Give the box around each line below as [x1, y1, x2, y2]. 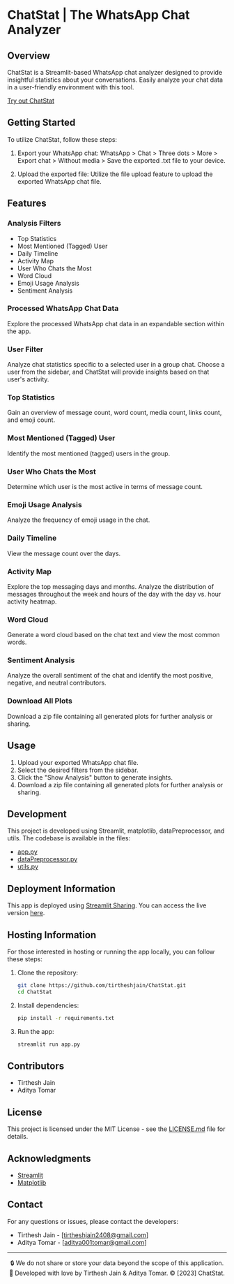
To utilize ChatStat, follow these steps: [7, 135, 117, 143]
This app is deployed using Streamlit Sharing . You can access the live [7, 901, 207, 910]
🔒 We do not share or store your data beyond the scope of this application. [10, 1258, 224, 1267]
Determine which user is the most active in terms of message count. [7, 482, 203, 490]
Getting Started [7, 117, 76, 129]
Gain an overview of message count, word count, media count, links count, [7, 409, 222, 417]
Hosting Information [7, 929, 97, 941]
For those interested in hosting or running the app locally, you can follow [7, 947, 215, 956]
